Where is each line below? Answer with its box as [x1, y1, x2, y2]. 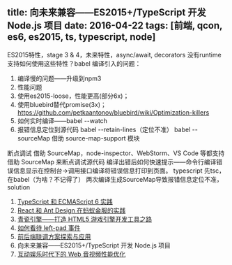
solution [7, 182, 31, 191]
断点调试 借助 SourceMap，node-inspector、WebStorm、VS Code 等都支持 [7, 149, 225, 157]
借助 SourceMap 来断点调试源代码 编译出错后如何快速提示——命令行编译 [7, 157, 217, 166]
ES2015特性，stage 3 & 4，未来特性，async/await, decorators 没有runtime [7, 50, 222, 59]
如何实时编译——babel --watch [17, 116, 108, 124]
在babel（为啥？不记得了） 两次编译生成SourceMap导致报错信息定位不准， [7, 175, 223, 183]
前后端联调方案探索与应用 [17, 232, 91, 241]
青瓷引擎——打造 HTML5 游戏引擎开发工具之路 [17, 215, 152, 223]
